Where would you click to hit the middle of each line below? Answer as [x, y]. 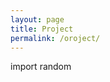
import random [41, 67]
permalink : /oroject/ [55, 38]
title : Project [42, 29]
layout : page [37, 19]
